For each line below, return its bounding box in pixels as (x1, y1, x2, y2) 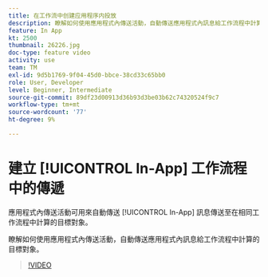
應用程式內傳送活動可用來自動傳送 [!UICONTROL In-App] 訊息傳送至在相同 (8, 207, 253, 216)
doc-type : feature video (8, 49, 91, 57)
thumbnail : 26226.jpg (8, 42, 81, 49)
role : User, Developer (8, 78, 84, 86)
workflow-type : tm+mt (8, 101, 81, 109)
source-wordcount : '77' (8, 109, 88, 117)
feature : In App (8, 26, 62, 34)
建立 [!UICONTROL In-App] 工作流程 (8, 160, 247, 178)
